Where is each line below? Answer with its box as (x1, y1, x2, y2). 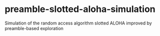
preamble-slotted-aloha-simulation (5, 3, 156, 15)
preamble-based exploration (5, 25, 64, 31)
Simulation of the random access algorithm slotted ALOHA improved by (5, 20, 152, 26)
